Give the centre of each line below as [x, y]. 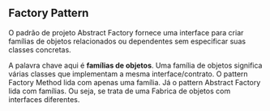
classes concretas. [40, 49]
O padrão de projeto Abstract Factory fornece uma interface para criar [126, 32]
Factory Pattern [49, 13]
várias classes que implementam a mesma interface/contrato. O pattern [129, 74]
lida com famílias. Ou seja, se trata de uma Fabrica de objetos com [120, 91]
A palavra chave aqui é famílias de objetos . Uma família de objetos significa [135, 65]
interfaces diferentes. [44, 99]
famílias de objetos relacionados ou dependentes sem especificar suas [127, 41]
